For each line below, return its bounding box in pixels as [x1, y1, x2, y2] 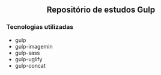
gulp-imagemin [14, 43, 53, 50]
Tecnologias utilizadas [6, 23, 74, 31]
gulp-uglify [14, 55, 43, 62]
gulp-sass [14, 49, 40, 56]
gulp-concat [14, 62, 46, 69]
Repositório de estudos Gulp [46, 5, 156, 15]
